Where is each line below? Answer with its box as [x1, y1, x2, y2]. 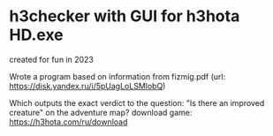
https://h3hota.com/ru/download [9, 117, 128, 127]
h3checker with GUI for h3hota [9, 6, 240, 26]
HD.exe [9, 25, 64, 45]
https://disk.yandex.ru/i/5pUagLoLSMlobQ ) [9, 80, 166, 91]
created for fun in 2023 [9, 54, 95, 64]
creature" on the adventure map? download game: [9, 107, 193, 117]
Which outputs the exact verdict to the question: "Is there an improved [9, 97, 265, 108]
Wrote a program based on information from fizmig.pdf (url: [9, 71, 226, 81]
